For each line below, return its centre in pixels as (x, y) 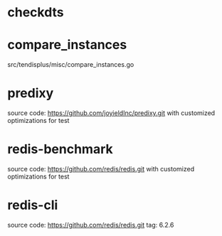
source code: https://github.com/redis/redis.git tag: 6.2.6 (91, 225)
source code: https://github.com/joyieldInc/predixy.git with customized (111, 113)
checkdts (36, 12)
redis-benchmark (60, 149)
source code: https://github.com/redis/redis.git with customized (101, 169)
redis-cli (33, 205)
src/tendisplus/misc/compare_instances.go (71, 65)
